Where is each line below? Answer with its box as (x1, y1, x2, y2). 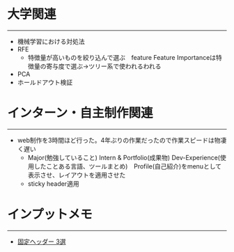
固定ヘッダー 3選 (17, 237, 66, 246)
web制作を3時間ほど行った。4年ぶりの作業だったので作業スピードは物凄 (17, 136, 227, 144)
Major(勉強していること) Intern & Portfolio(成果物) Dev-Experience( (27, 153, 221, 162)
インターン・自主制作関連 (7, 105, 153, 121)
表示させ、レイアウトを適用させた (27, 171, 126, 179)
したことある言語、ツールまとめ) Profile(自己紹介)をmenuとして (33, 162, 221, 171)
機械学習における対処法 (17, 37, 85, 45)
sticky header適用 (27, 179, 79, 188)
